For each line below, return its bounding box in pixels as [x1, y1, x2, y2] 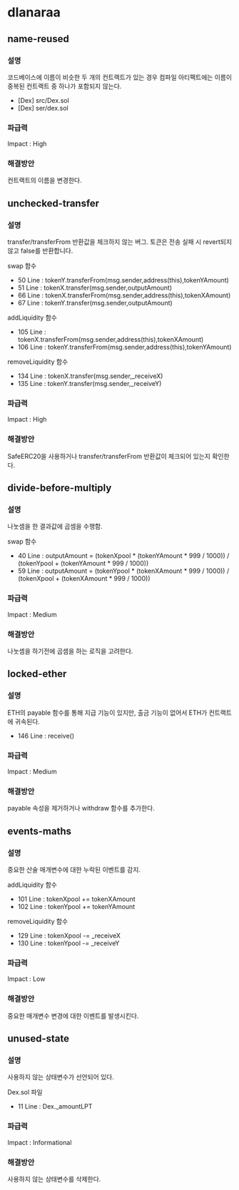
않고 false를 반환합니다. [7, 247, 73, 255]
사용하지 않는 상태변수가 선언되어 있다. [7, 1073, 114, 1082]
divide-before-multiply [7, 482, 112, 494]
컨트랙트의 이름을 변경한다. [7, 176, 82, 185]
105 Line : [17, 327, 46, 336]
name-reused [7, 33, 69, 45]
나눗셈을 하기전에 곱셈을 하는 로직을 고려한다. [7, 647, 133, 656]
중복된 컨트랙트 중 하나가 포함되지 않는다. [7, 81, 122, 90]
